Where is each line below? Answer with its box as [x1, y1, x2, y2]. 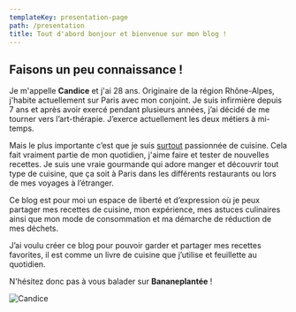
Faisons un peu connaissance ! [9, 62, 184, 77]
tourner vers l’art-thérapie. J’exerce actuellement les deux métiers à [9, 114, 256, 125]
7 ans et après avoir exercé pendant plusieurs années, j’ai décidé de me [9, 104, 270, 115]
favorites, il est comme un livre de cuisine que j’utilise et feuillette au [9, 249, 258, 261]
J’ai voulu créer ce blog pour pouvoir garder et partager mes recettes [9, 240, 262, 251]
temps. [9, 123, 34, 133]
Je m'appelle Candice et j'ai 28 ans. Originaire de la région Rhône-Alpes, [9, 86, 276, 96]
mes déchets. [9, 223, 59, 234]
